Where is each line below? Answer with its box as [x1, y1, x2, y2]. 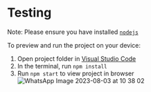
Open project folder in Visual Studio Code [17, 54, 136, 63]
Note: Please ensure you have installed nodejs [7, 28, 139, 36]
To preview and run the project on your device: [7, 41, 141, 49]
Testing [7, 5, 52, 21]
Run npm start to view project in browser [17, 69, 134, 77]
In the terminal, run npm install [17, 62, 107, 70]
